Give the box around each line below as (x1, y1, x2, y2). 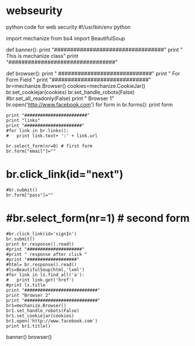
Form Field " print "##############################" (6, 76, 152, 83)
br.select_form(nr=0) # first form (6, 143, 93, 149)
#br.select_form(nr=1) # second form (6, 212, 190, 225)
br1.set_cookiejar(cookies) (6, 313, 75, 318)
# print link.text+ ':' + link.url (6, 133, 98, 139)
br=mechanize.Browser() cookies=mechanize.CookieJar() (6, 82, 146, 89)
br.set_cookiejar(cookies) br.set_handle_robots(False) (6, 88, 135, 95)
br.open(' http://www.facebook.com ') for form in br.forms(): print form (6, 101, 173, 108)
